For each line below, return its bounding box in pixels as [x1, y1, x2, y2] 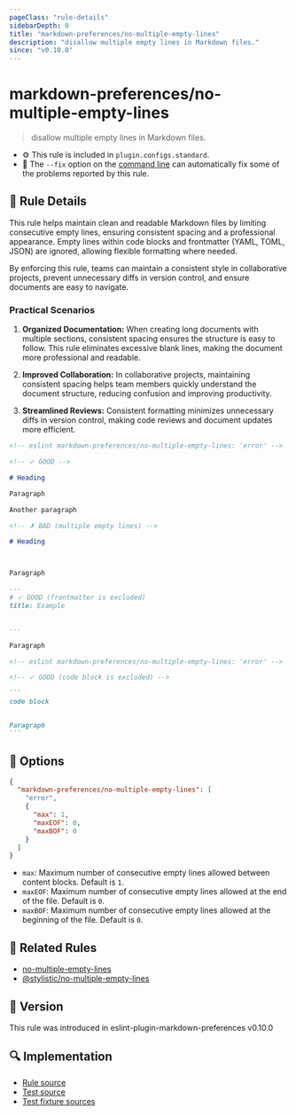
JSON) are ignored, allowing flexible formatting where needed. [9, 246, 238, 256]
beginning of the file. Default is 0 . [21, 915, 144, 925]
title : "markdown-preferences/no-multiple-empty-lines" [9, 29, 220, 38]
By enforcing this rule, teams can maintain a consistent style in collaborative [9, 262, 287, 273]
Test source [21, 1087, 66, 1097]
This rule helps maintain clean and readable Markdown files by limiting [9, 217, 267, 228]
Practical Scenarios [9, 303, 96, 316]
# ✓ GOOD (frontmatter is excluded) [9, 593, 146, 603]
